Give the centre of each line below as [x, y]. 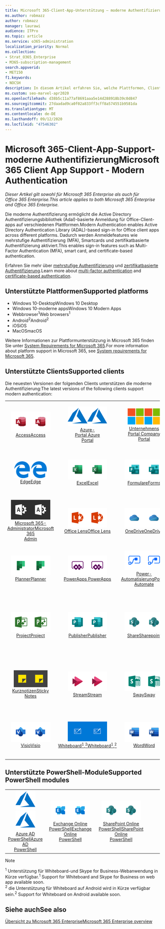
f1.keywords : [18, 78]
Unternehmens [144, 428]
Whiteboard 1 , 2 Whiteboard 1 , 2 [87, 745]
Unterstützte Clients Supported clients [65, 372]
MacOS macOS [27, 331]
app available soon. [25, 882]
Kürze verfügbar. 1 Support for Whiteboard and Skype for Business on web [80, 876]
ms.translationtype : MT [29, 109]
